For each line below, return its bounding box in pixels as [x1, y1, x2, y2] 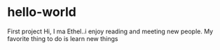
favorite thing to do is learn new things [7, 34, 118, 42]
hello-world [7, 4, 77, 20]
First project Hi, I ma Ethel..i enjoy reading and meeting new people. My [7, 27, 214, 35]
